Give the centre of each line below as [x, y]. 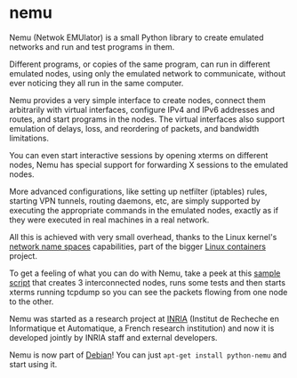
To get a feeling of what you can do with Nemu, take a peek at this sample [145, 273]
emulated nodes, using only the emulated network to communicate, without [148, 73]
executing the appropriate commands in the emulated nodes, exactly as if [144, 210]
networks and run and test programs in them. [92, 46]
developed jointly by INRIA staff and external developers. [113, 337]
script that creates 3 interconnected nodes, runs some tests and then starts [148, 282]
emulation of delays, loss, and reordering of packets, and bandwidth [134, 128]
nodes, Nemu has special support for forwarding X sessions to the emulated [149, 165]
